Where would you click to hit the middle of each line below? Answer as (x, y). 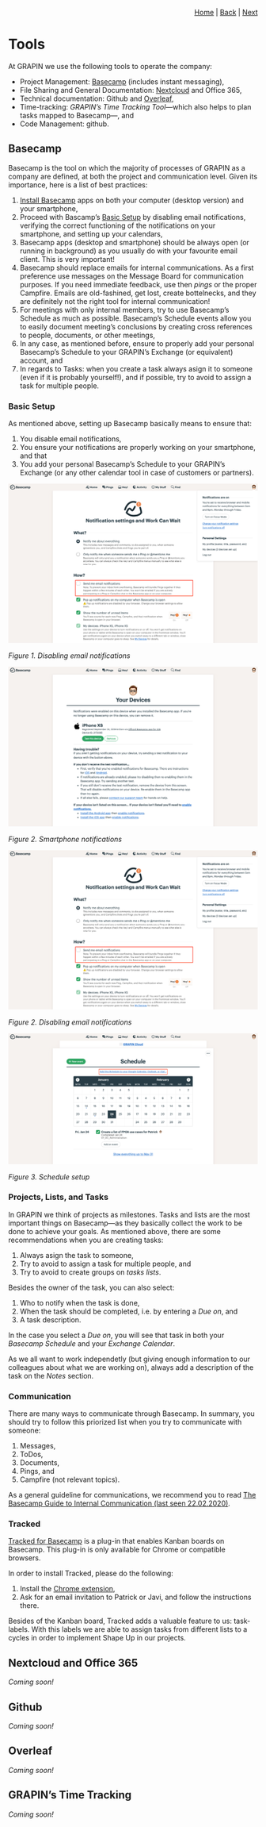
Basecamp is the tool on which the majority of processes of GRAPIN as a (127, 167)
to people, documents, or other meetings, (87, 335)
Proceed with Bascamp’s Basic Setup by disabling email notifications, (133, 217)
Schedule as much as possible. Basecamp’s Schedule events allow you (135, 318)
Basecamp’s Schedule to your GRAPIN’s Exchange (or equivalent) (126, 352)
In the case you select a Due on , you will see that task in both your (116, 1335)
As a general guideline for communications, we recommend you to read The (132, 1495)
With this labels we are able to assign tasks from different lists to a (139, 1629)
